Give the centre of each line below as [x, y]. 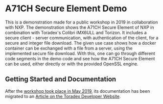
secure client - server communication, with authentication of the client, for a [82, 38]
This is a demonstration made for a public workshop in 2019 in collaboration [81, 22]
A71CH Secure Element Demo [66, 9]
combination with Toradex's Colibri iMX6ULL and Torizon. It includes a [76, 32]
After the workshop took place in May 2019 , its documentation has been [78, 91]
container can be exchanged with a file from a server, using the [69, 48]
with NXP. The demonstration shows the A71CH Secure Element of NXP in [80, 27]
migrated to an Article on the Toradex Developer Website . [63, 96]
